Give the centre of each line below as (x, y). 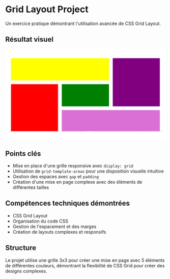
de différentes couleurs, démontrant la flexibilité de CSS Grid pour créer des (85, 265)
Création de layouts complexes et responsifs (59, 232)
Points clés (23, 154)
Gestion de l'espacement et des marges (54, 226)
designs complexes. (26, 271)
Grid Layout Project (47, 9)
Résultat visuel (29, 39)
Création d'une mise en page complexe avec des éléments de (77, 182)
